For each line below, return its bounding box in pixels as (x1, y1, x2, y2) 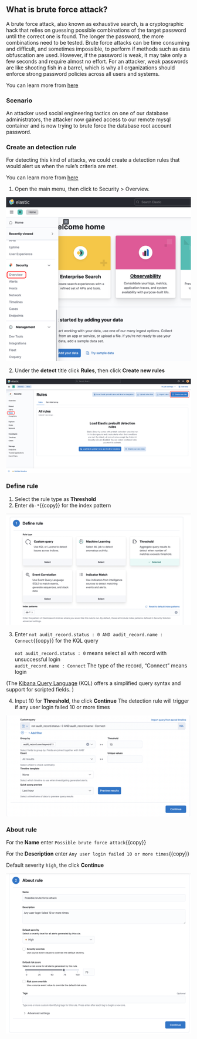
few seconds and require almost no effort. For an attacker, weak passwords (6, 58, 189, 65)
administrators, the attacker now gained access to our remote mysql (6, 116, 171, 123)
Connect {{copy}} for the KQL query (14, 637, 98, 644)
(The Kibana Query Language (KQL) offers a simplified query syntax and (6, 680, 181, 687)
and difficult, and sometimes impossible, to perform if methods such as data (6, 45, 191, 52)
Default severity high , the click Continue (6, 861, 104, 868)
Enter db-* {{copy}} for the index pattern (14, 502, 111, 509)
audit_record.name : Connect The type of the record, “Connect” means (14, 662, 188, 669)
